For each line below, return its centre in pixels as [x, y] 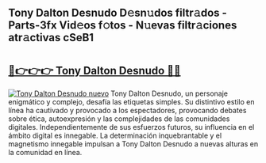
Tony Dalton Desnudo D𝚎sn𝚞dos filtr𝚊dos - [118, 13]
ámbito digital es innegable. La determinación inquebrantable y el [115, 135]
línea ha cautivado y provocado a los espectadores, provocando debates [127, 110]
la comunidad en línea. [45, 152]
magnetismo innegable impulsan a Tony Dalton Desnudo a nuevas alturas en [133, 144]
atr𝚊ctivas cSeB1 [51, 38]
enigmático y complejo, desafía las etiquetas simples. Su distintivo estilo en [131, 102]
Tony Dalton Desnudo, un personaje [170, 93]
